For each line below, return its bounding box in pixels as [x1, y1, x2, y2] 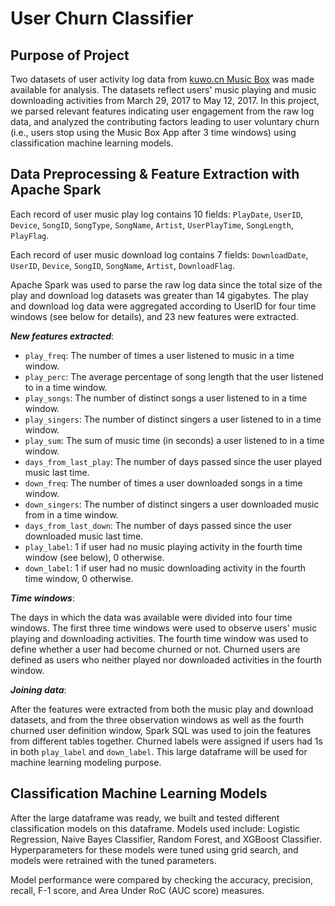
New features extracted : [10, 330, 115, 342]
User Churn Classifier [10, 7, 194, 30]
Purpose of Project [10, 47, 130, 64]
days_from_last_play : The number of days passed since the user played [24, 455, 323, 467]
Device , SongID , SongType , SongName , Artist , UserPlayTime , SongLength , [10, 218, 294, 231]
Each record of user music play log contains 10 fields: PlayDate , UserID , [10, 208, 304, 220]
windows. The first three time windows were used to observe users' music [10, 622, 318, 634]
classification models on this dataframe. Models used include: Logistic [10, 822, 301, 834]
